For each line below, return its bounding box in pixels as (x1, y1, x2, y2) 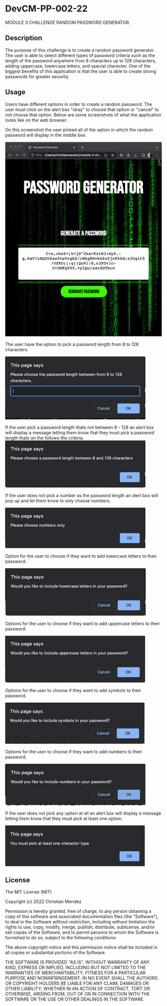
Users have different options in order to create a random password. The (5, 101, 153, 107)
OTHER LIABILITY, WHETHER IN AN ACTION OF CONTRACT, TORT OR (5, 986, 150, 992)
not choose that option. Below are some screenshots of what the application (5, 111, 162, 117)
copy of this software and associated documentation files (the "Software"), (5, 913, 159, 919)
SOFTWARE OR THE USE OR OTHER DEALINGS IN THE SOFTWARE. (5, 996, 145, 1003)
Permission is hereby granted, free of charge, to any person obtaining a (5, 908, 152, 914)
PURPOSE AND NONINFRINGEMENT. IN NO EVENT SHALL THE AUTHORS (5, 975, 158, 981)
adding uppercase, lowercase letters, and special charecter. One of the (5, 63, 151, 69)
